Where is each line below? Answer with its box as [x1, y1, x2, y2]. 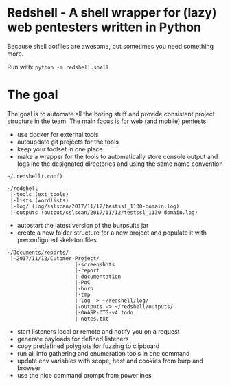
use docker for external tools [16, 130, 99, 138]
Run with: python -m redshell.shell [7, 63, 109, 71]
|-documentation [74, 273, 122, 280]
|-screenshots [74, 261, 115, 268]
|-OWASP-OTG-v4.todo [74, 309, 134, 316]
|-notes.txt [74, 315, 109, 322]
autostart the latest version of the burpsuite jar [16, 221, 149, 229]
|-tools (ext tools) [10, 191, 69, 197]
